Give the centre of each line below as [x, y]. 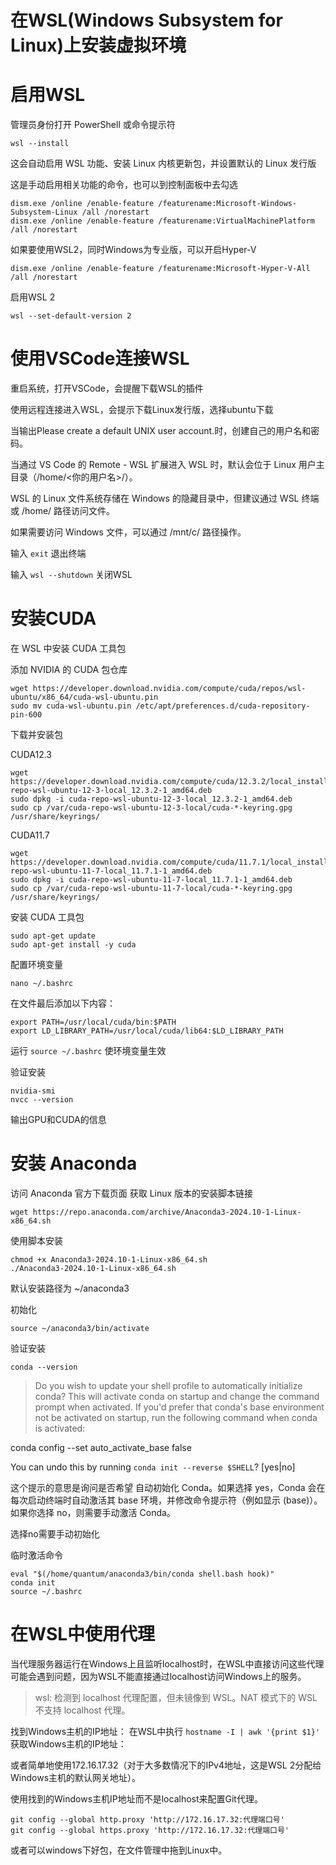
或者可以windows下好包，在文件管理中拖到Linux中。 [119, 1850]
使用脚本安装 [36, 1240]
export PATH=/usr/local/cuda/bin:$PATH [93, 1022]
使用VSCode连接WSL [100, 358]
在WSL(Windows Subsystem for [146, 20]
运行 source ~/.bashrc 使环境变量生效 [88, 1050]
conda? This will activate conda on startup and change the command [177, 1396]
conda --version [44, 1367]
